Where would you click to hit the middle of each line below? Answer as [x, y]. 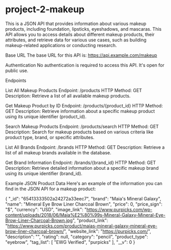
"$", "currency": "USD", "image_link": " [46, 209]
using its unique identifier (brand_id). [44, 173]
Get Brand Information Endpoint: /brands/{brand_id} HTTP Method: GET [81, 163]
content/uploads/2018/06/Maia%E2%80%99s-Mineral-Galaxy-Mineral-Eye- [85, 215]
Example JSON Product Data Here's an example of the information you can [84, 183]
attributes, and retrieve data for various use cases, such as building [76, 40]
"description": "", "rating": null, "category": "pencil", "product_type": [77, 237]
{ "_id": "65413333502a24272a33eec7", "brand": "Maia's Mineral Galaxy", [83, 198]
